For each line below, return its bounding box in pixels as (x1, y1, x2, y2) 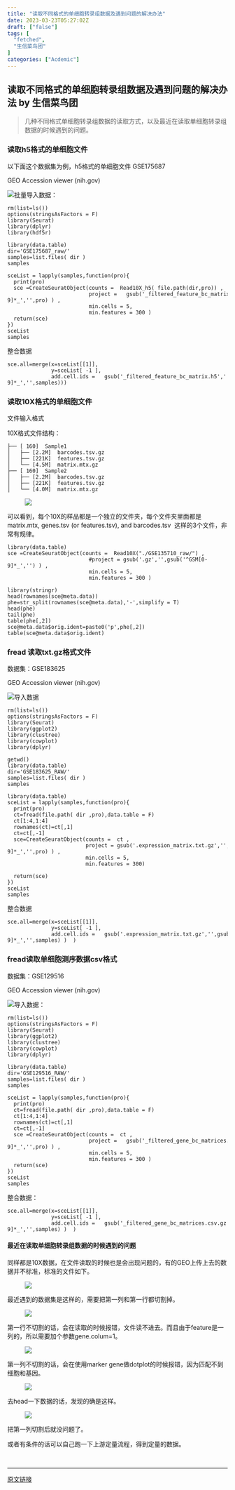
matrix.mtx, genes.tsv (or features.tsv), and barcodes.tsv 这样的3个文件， (7, 521, 222, 530)
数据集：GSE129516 (7, 971, 64, 980)
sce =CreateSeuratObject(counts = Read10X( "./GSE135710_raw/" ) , (7, 550, 205, 557)
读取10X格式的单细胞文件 (7, 397, 92, 406)
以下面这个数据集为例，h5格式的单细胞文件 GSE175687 (7, 162, 166, 171)
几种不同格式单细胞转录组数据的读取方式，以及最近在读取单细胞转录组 (24, 117, 227, 125)
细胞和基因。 (7, 1369, 44, 1377)
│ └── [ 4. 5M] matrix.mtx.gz (7, 461, 99, 469)
